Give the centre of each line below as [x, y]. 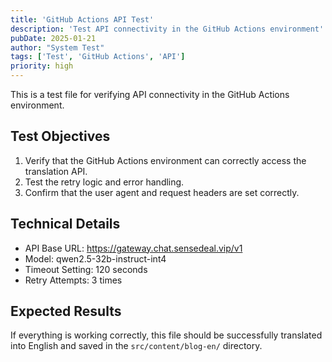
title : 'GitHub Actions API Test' [82, 19]
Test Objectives [60, 136]
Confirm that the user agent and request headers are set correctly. [162, 192]
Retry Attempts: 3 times [73, 280]
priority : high [42, 66]
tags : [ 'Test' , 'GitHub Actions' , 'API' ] [98, 57]
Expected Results [66, 311]
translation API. [56, 171]
